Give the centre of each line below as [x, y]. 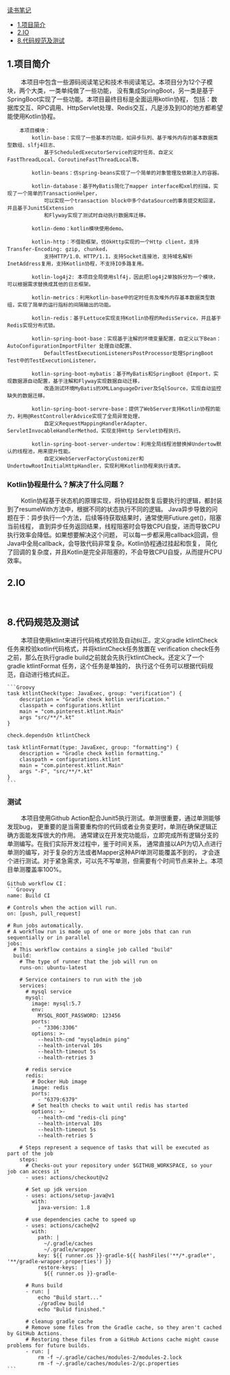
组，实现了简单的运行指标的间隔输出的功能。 [61, 305]
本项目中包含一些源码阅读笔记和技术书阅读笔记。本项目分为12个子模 [117, 82]
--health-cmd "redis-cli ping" [82, 1118]
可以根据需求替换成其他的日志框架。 [51, 284]
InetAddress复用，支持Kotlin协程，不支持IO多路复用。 [77, 264]
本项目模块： [35, 130]
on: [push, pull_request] [44, 914]
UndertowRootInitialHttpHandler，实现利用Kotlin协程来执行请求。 [95, 466]
